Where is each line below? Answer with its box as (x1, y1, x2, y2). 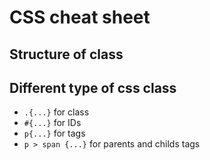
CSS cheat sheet (9, 6, 151, 29)
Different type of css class (9, 79, 177, 96)
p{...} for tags (23, 127, 86, 140)
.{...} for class (23, 106, 90, 118)
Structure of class (9, 46, 124, 63)
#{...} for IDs (23, 117, 82, 129)
